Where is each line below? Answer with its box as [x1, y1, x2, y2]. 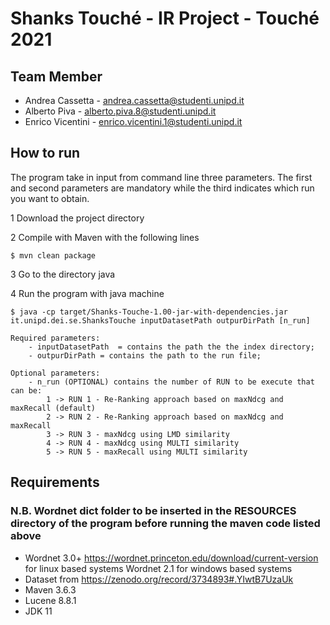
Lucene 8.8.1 [24, 594, 77, 606]
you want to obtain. [10, 192, 90, 204]
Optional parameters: [10, 368, 101, 378]
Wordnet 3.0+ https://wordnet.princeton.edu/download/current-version [24, 552, 319, 564]
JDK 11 [24, 605, 53, 617]
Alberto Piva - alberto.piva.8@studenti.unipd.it [24, 105, 217, 117]
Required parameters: [10, 333, 101, 343]
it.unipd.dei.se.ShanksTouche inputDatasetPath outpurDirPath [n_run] [10, 315, 311, 326]
